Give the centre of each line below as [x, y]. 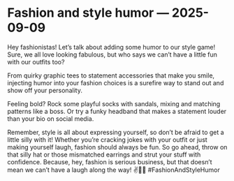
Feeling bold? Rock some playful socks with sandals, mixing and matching [114, 103]
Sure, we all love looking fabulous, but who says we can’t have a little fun [112, 55]
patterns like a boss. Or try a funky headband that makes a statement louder [117, 111]
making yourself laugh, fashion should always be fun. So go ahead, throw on [117, 147]
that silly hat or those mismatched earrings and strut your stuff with [104, 154]
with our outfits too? [36, 61]
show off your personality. [45, 90]
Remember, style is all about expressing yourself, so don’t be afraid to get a [116, 132]
